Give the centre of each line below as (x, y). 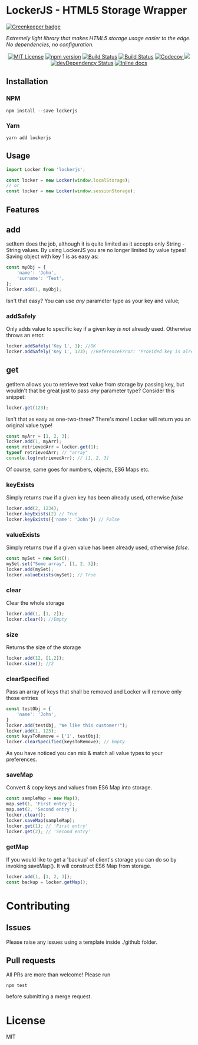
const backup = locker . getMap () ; (47, 882)
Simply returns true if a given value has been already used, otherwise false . (98, 547)
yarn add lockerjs (29, 138)
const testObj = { (29, 709)
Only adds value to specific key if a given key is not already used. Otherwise (99, 329)
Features (23, 210)
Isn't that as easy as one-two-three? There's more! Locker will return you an (99, 419)
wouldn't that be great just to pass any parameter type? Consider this (90, 391)
